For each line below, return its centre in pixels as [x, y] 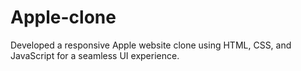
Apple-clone [63, 17]
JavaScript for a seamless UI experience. [95, 55]
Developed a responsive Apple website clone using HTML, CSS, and [151, 45]
